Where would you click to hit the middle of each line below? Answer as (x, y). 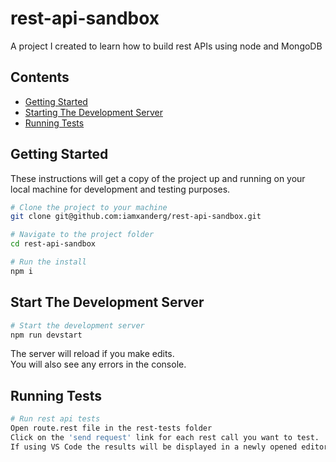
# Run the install (48, 262)
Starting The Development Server (93, 112)
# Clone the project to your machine (89, 207)
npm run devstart (46, 335)
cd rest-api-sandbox (53, 244)
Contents (40, 77)
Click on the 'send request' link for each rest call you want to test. (165, 437)
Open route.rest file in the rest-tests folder (111, 428)
